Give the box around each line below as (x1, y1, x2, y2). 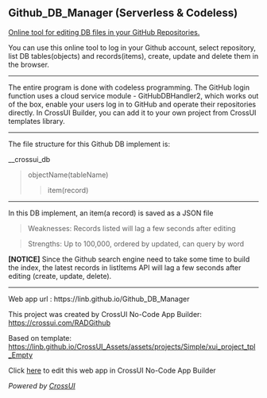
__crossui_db (8, 154, 51, 164)
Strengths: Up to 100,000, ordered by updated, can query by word (27, 238, 245, 249)
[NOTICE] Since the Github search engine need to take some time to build (8, 254, 250, 264)
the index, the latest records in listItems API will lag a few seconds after (8, 262, 242, 272)
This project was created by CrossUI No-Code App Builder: (8, 309, 203, 319)
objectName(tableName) (27, 170, 109, 180)
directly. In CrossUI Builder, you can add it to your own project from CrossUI (8, 107, 257, 118)
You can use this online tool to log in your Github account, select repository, (8, 43, 257, 52)
